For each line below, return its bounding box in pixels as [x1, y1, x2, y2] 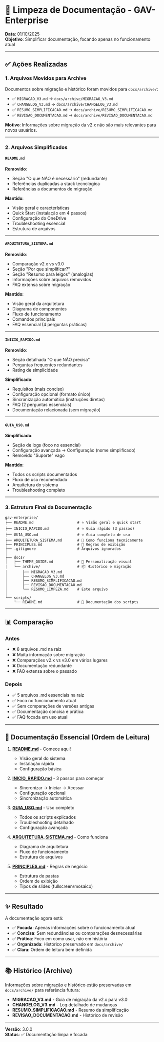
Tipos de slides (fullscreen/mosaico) [19, 883, 93, 889]
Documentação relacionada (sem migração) [12, 407, 101, 413]
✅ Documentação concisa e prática [12, 709, 84, 714]
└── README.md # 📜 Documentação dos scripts [14, 599, 139, 604]
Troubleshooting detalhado [19, 820, 74, 826]
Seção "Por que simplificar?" [12, 266, 71, 272]
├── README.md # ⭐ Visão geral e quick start [5, 520, 142, 525]
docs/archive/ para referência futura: [5, 987, 80, 993]
